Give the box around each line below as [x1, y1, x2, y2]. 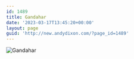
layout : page [6, 25, 39, 31]
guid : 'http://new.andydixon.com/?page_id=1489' [6, 31, 129, 37]
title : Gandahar [6, 14, 46, 20]
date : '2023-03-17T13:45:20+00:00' [6, 19, 95, 25]
